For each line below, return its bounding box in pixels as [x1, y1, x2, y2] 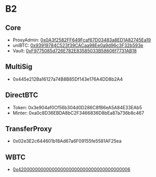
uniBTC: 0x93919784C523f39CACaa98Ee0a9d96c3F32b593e [12, 42, 143, 48]
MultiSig [5, 62, 33, 71]
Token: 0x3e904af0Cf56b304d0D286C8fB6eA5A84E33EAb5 [12, 104, 142, 110]
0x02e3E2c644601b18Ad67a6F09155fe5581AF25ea [12, 138, 122, 144]
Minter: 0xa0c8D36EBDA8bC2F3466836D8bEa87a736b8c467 [12, 110, 144, 116]
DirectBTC [5, 91, 39, 99]
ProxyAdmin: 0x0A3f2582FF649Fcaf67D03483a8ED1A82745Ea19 [12, 37, 151, 43]
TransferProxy [5, 124, 52, 133]
